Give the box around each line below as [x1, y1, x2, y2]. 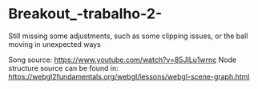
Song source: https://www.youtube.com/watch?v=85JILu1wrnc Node [8, 55, 237, 64]
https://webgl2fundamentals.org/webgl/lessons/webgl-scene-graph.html [8, 72, 250, 81]
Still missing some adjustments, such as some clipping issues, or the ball [8, 31, 248, 41]
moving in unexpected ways [8, 39, 102, 48]
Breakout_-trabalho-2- [8, 5, 163, 23]
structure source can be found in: [8, 63, 119, 72]
